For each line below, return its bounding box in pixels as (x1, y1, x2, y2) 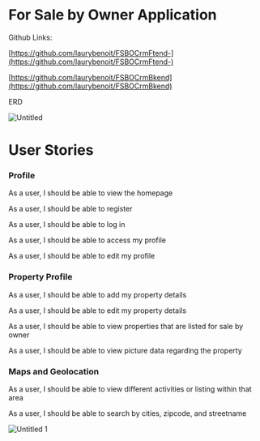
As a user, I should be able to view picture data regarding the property (8, 345, 243, 355)
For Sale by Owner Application (8, 6, 217, 24)
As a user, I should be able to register (8, 204, 133, 214)
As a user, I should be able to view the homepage (8, 188, 173, 198)
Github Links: (8, 32, 53, 42)
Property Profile (8, 272, 73, 283)
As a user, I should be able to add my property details (8, 289, 187, 299)
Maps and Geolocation (8, 366, 100, 377)
